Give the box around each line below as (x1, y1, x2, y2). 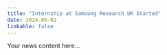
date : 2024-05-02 (7, 16, 57, 23)
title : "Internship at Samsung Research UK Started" (7, 10, 162, 17)
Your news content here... (7, 42, 80, 50)
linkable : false (7, 23, 54, 30)
